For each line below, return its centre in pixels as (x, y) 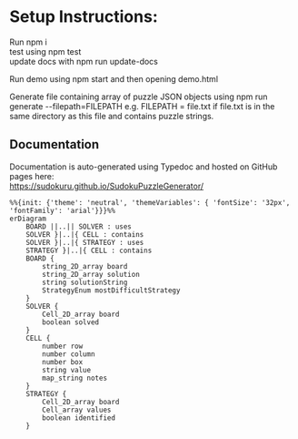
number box (63, 362)
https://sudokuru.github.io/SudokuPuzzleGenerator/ (107, 186)
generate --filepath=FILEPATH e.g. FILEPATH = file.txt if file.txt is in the (142, 106)
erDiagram (28, 219)
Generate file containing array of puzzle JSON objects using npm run (139, 97)
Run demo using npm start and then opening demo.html (114, 78)
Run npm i (28, 42)
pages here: (32, 176)
